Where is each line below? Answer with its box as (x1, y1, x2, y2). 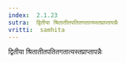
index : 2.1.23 (8, 11, 58, 19)
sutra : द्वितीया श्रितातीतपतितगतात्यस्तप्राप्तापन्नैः (8, 19, 119, 26)
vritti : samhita (8, 26, 65, 33)
